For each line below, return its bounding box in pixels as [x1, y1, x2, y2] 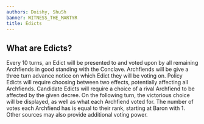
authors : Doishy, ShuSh [6, 9, 67, 15]
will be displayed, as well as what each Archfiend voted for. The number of [6, 98, 194, 106]
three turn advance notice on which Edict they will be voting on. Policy [6, 72, 183, 79]
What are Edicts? [6, 43, 72, 53]
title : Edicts [6, 20, 43, 26]
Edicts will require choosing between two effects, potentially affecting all [6, 79, 189, 86]
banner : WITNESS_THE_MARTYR [6, 15, 78, 21]
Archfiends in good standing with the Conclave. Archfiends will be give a [6, 65, 189, 73]
